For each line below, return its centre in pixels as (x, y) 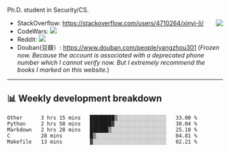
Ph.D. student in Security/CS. (48, 10)
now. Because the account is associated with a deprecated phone (111, 55)
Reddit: (27, 39)
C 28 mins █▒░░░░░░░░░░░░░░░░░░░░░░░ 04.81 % (102, 136)
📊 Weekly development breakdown (85, 99)
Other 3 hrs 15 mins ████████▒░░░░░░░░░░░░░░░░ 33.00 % (102, 118)
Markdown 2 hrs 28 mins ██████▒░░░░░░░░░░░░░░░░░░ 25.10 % (102, 129)
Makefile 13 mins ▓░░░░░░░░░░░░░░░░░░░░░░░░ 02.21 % (102, 142)
